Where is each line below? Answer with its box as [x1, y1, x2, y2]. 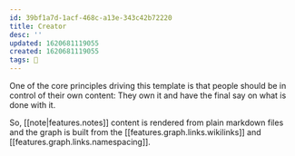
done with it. [9, 100, 56, 110]
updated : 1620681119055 [9, 38, 100, 48]
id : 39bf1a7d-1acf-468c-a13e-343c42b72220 [9, 13, 172, 23]
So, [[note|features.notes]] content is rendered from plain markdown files [9, 117, 284, 128]
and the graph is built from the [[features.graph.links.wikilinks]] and [9, 127, 261, 137]
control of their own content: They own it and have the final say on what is [9, 90, 287, 101]
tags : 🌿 [9, 55, 39, 64]
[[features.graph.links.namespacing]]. [9, 137, 152, 147]
